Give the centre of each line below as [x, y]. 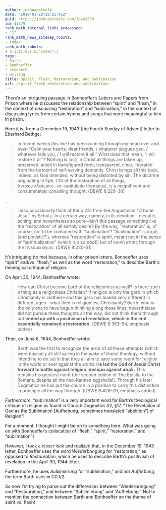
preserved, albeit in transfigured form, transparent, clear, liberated [85, 165]
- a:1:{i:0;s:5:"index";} [32, 51]
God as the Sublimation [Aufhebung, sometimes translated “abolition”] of [80, 411]
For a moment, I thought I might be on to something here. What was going [81, 425]
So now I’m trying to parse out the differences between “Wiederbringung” [81, 486]
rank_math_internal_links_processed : [44, 28]
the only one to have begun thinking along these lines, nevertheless [86, 308]
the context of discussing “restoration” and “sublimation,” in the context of [81, 108]
